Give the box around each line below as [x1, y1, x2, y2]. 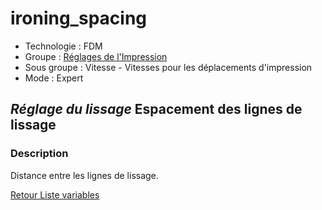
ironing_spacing [10, 7, 147, 30]
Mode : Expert [24, 72, 84, 84]
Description [10, 147, 69, 161]
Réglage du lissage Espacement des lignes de [10, 101, 303, 118]
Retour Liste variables [10, 188, 100, 201]
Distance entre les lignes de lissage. [10, 169, 159, 181]
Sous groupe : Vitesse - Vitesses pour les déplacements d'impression [24, 61, 313, 73]
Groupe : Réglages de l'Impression [24, 50, 168, 62]
